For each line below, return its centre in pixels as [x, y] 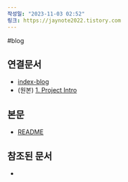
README [31, 132]
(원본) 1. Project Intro [47, 90]
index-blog [33, 82]
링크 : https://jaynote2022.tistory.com [64, 20]
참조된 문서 [30, 156]
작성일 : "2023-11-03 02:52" [46, 14]
